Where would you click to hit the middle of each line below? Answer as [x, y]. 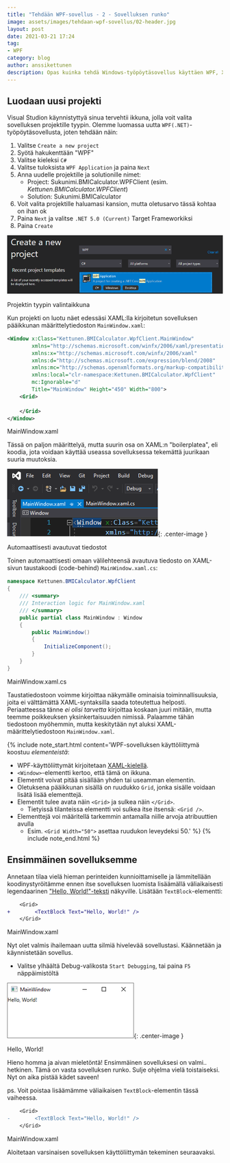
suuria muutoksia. [32, 460]
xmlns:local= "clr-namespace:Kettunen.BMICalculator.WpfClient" [124, 375]
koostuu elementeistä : [38, 752]
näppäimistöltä [38, 973]
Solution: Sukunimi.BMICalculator [74, 196]
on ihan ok [32, 211]
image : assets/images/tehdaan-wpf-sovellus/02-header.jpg [91, 22]
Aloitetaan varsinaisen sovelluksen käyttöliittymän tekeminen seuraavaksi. [111, 1152]
